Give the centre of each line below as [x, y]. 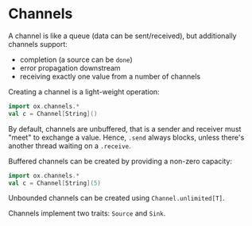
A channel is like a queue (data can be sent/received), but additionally [122, 36]
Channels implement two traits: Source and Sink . [87, 213]
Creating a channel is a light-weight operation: [84, 91]
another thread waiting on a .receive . [70, 146]
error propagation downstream [70, 67]
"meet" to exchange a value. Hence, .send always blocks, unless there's [126, 137]
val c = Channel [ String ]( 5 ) [55, 183]
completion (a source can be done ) [76, 59]
